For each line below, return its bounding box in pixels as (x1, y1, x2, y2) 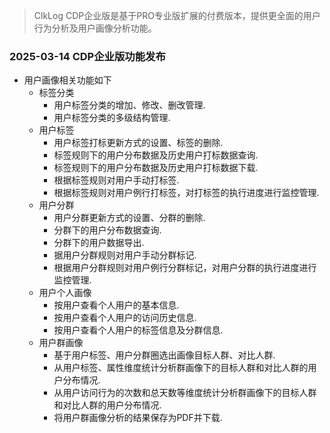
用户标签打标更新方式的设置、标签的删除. (53, 137, 224, 149)
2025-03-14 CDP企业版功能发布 (9, 49, 166, 63)
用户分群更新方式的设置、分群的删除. (53, 212, 206, 224)
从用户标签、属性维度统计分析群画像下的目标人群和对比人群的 (53, 362, 309, 374)
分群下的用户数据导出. (53, 237, 145, 249)
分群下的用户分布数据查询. (53, 224, 162, 236)
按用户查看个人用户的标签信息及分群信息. (53, 324, 224, 336)
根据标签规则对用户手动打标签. (53, 174, 180, 186)
